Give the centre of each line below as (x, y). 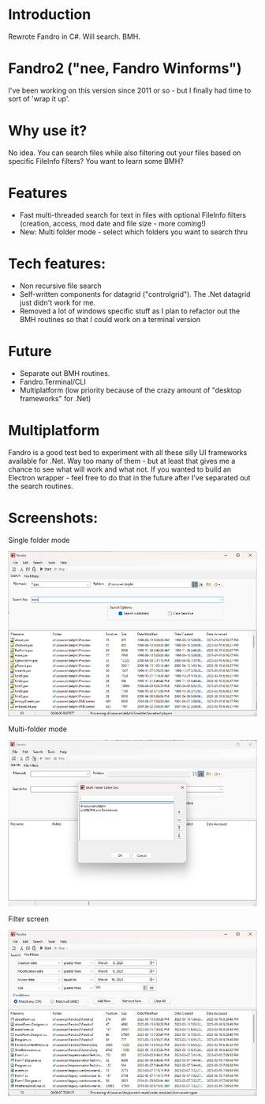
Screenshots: (53, 518)
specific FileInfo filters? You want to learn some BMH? (96, 161)
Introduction (50, 15)
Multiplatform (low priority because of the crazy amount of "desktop (131, 390)
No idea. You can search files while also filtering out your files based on (125, 153)
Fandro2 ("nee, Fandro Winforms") (125, 68)
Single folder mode (39, 540)
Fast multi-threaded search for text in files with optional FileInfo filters (133, 214)
